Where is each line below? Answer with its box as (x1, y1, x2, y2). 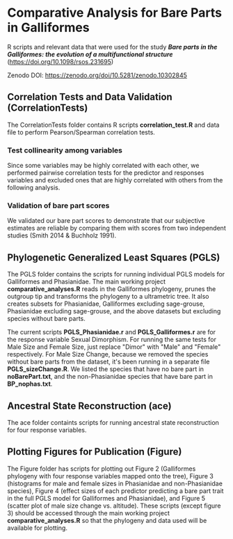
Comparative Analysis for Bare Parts (7, 5, 223, 21)
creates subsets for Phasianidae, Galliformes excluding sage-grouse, (7, 299, 205, 308)
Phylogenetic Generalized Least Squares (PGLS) (7, 251, 220, 263)
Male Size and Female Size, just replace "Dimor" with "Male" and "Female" (7, 343, 221, 351)
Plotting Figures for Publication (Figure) (7, 446, 182, 458)
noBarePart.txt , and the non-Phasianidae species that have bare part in (7, 373, 214, 381)
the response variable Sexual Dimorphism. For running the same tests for (7, 336, 217, 344)
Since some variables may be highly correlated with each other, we (7, 162, 200, 170)
